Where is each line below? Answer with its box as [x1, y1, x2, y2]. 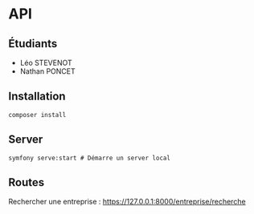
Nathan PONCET [19, 67, 76, 76]
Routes [8, 176, 45, 189]
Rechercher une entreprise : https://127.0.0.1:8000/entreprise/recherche [8, 197, 247, 207]
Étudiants [8, 37, 58, 50]
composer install [8, 111, 67, 119]
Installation [8, 90, 66, 103]
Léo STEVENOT [19, 58, 72, 67]
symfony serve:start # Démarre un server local [8, 154, 171, 162]
